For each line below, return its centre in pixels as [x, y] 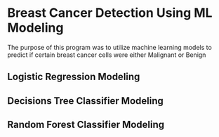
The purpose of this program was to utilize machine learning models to [109, 47]
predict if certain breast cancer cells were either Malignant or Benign [107, 55]
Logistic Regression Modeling [74, 77]
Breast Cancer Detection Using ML [110, 13]
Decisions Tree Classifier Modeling [85, 101]
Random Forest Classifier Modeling [86, 125]
